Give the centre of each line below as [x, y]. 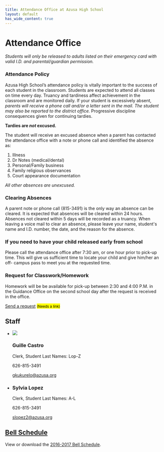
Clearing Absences [28, 197]
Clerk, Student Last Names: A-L [44, 398]
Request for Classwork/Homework [47, 276]
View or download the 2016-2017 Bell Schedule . [53, 444]
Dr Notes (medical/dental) [38, 160]
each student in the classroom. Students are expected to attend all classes [80, 90]
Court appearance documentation [46, 175]
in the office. [18, 297]
